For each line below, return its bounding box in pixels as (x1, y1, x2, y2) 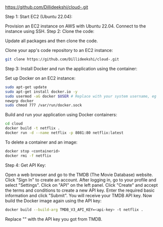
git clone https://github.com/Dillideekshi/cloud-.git (5, 57, 119, 62)
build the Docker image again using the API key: (5, 198, 102, 203)
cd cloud (5, 121, 23, 126)
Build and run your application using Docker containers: (5, 112, 117, 118)
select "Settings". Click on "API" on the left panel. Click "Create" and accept (5, 182, 158, 188)
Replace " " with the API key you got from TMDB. (5, 216, 103, 222)
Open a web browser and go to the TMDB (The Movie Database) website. (5, 172, 153, 177)
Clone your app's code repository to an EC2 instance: (5, 48, 114, 53)
